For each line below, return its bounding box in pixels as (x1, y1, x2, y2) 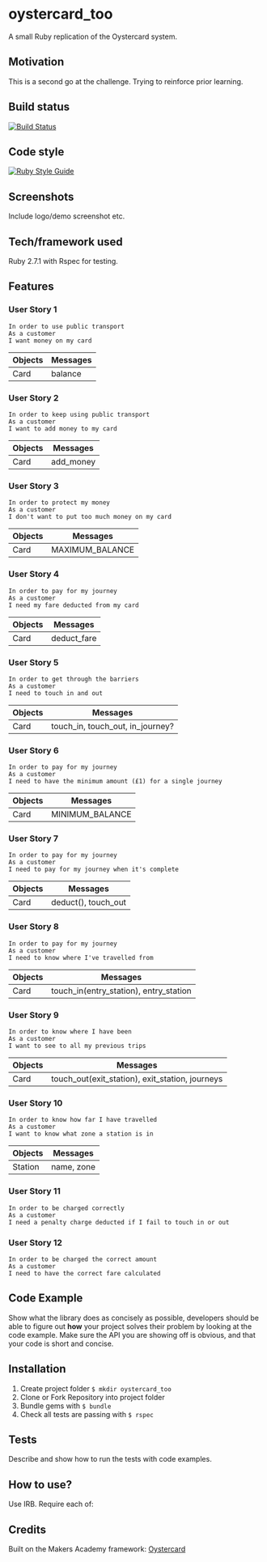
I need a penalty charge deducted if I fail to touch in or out (8, 1218, 230, 1226)
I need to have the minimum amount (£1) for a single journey (8, 778, 222, 786)
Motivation (8, 55, 65, 69)
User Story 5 (8, 656, 59, 668)
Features (8, 280, 54, 294)
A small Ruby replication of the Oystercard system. (8, 32, 178, 41)
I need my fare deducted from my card (8, 601, 139, 609)
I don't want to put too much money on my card (8, 513, 172, 521)
